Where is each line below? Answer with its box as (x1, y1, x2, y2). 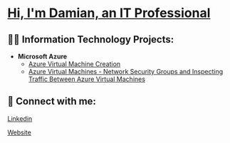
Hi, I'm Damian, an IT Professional (7, 5, 211, 21)
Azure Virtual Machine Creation (28, 60, 121, 68)
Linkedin (7, 114, 33, 122)
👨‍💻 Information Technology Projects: (7, 33, 174, 46)
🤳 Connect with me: (7, 95, 96, 107)
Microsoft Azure (17, 52, 68, 60)
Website (7, 128, 32, 137)
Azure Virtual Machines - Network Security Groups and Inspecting (28, 68, 224, 75)
